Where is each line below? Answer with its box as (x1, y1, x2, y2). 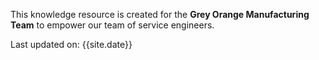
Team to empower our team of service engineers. (10, 19, 215, 31)
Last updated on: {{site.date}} (10, 39, 133, 50)
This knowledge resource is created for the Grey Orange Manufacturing (10, 9, 310, 20)
